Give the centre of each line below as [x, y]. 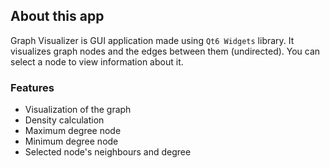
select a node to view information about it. [97, 61]
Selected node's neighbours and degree [108, 152]
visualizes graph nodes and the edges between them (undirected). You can [165, 51]
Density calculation [64, 120]
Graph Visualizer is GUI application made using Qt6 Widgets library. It [152, 40]
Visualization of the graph [78, 110]
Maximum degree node [73, 131]
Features [32, 87]
